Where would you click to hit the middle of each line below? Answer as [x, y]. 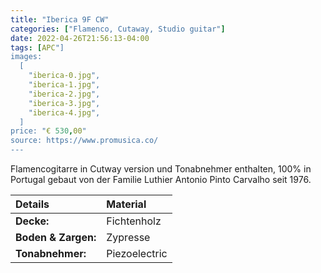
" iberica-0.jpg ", [64, 76]
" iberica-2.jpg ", [64, 94]
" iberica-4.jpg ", [64, 112]
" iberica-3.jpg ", [64, 103]
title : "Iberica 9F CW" [60, 19]
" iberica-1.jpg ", [64, 85]
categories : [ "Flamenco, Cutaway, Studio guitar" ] [118, 29]
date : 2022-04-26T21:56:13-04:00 [80, 38]
